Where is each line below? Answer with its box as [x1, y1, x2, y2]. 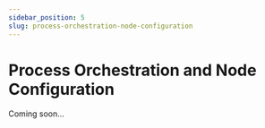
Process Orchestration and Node [8, 60, 257, 81]
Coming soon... [8, 108, 64, 119]
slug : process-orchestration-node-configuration [8, 21, 193, 30]
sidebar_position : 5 [8, 13, 86, 22]
